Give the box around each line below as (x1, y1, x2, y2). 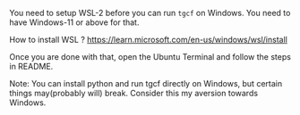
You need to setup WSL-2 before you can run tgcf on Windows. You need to (9, 8, 291, 18)
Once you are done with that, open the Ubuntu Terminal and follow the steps (9, 52, 291, 62)
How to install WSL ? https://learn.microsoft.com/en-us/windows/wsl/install (9, 35, 288, 45)
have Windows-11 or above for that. (9, 17, 140, 28)
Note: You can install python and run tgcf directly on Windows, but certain (9, 78, 283, 88)
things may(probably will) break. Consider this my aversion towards (9, 88, 258, 98)
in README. (9, 62, 54, 71)
